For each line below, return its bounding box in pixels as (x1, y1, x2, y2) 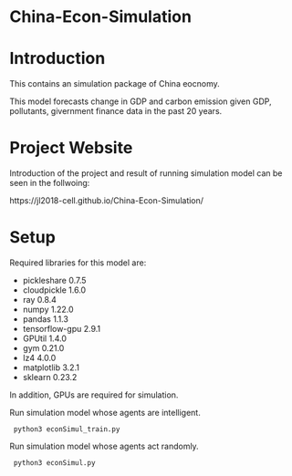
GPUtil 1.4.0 (22, 333, 67, 344)
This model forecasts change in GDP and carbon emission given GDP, (9, 96, 272, 107)
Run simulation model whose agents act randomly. (9, 440, 199, 451)
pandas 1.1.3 (22, 314, 68, 325)
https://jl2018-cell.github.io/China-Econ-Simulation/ (9, 195, 203, 206)
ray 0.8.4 (22, 295, 57, 305)
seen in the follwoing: (9, 178, 90, 189)
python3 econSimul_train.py (13, 425, 120, 434)
